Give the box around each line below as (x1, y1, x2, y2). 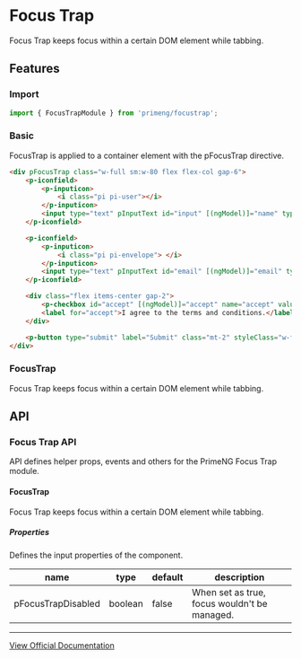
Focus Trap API (9, 436, 77, 449)
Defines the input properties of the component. (9, 549, 184, 560)
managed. (192, 608, 235, 620)
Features (9, 61, 60, 76)
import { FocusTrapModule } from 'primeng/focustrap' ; (9, 109, 219, 118)
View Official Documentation (9, 639, 115, 651)
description (214, 571, 265, 584)
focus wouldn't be (192, 597, 268, 610)
